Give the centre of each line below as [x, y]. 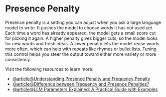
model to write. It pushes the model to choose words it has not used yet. [79, 27]
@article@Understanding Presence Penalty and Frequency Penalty [81, 79]
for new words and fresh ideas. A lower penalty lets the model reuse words [82, 43]
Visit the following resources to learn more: [49, 69]
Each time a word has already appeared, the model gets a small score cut [81, 33]
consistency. [18, 59]
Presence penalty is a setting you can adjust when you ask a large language [83, 22]
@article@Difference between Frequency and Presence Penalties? [81, 84]
